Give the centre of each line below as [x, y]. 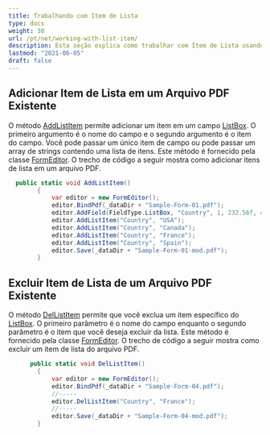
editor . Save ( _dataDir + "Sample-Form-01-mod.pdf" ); [139, 251]
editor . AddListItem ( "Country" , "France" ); [123, 235]
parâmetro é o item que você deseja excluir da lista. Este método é [119, 332]
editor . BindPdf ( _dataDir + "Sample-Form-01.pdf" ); [138, 205]
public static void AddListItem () [73, 183]
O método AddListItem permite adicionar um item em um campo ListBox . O [132, 125]
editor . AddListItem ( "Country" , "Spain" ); [122, 242]
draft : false [30, 61]
